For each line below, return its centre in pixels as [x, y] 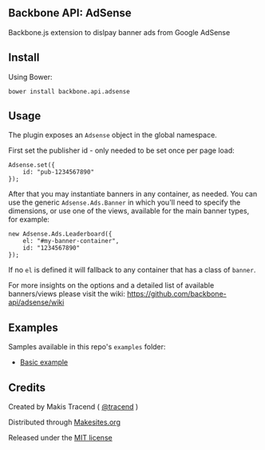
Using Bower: [30, 77]
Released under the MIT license [61, 438]
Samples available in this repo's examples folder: [87, 347]
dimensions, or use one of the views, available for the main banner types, [129, 211]
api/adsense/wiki [36, 302]
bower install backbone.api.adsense [69, 91]
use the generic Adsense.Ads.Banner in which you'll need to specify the [125, 202]
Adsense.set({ [32, 165]
